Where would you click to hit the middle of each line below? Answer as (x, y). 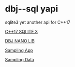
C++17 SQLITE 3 (21, 31)
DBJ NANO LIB (20, 41)
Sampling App (19, 50)
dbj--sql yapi (31, 9)
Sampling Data (20, 59)
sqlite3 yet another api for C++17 (38, 22)
